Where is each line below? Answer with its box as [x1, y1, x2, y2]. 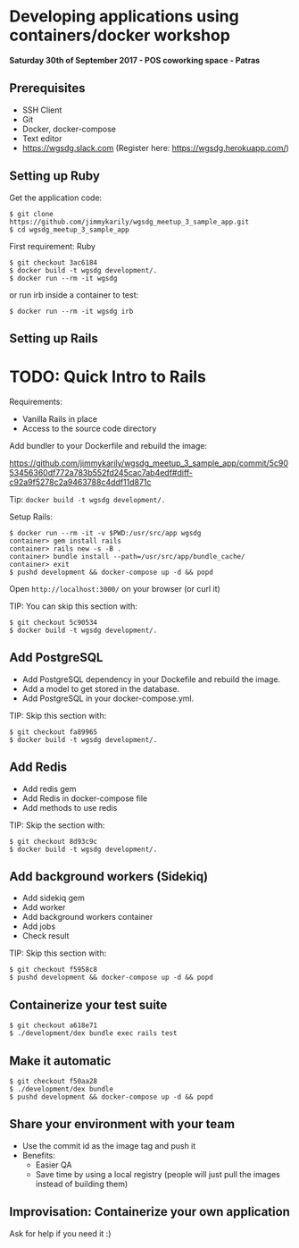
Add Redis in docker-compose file [21, 793, 148, 804]
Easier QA [35, 1159, 72, 1170]
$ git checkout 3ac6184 [9, 257, 98, 267]
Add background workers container [21, 912, 154, 923]
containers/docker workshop [9, 25, 230, 46]
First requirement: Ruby [9, 240, 96, 251]
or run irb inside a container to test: [9, 289, 139, 300]
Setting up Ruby [9, 168, 101, 184]
